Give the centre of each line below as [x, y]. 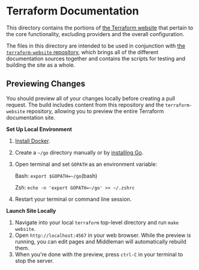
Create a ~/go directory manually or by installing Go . [79, 152]
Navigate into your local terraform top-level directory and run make [97, 222]
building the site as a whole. [41, 65]
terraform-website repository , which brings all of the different [82, 52]
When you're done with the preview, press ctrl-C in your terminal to [99, 254]
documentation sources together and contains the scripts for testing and [96, 58]
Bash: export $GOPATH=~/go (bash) [56, 176]
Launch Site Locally [31, 210]
